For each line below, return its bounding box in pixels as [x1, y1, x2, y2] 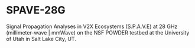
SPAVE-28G [6, 4, 66, 17]
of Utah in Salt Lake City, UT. [6, 35, 77, 42]
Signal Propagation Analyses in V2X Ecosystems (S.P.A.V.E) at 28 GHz [6, 23, 178, 30]
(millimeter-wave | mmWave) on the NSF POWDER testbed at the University [6, 29, 190, 36]
